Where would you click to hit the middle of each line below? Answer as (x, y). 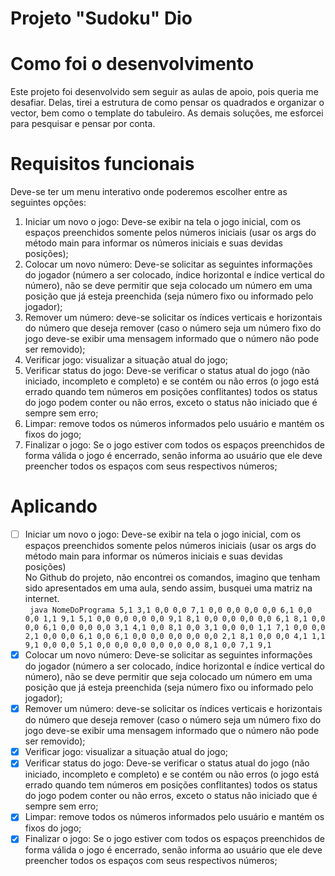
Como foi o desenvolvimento (132, 64)
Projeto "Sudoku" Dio (101, 18)
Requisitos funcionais (102, 164)
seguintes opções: (48, 203)
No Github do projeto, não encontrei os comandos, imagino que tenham (172, 578)
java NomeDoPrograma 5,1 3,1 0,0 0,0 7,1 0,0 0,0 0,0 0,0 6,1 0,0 (170, 610)
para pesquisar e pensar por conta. (83, 124)
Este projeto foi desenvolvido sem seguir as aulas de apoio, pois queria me (164, 92)
